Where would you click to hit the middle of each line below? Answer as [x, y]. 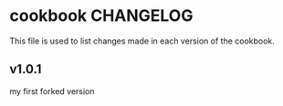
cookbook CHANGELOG [101, 16]
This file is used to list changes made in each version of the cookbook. [142, 41]
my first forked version [52, 91]
